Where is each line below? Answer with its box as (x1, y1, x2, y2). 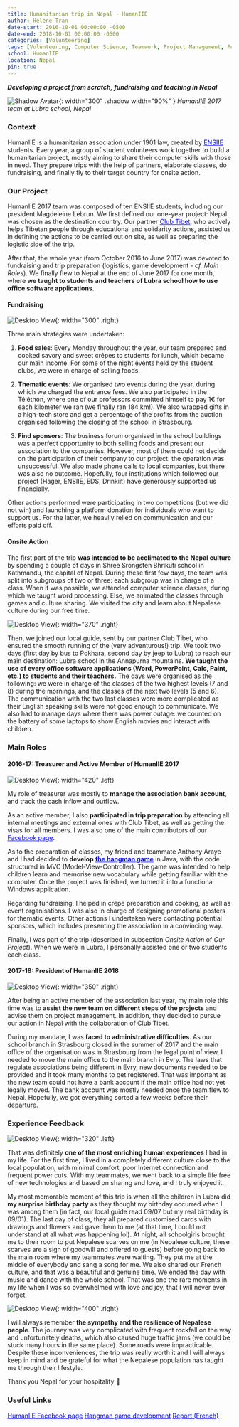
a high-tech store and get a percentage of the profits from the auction (17, 410, 223, 419)
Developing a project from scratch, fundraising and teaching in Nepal (7, 83, 218, 91)
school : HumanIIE (7, 51, 59, 58)
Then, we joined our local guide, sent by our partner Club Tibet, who (7, 634, 208, 642)
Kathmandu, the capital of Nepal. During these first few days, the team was (7, 568, 228, 577)
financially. (17, 484, 50, 493)
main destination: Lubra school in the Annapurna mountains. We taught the (7, 656, 228, 665)
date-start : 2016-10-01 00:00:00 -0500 (7, 23, 126, 31)
